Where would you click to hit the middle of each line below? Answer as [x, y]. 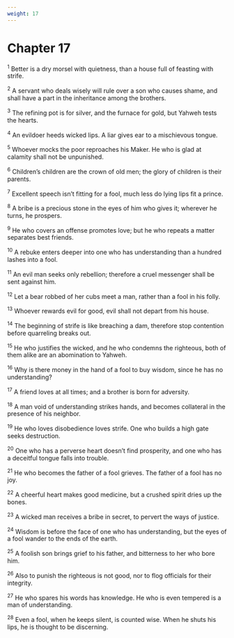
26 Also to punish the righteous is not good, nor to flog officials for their [109, 575]
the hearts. [23, 120]
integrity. [20, 583]
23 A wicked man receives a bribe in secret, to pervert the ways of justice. [113, 516]
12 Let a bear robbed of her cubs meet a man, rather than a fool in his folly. [114, 295]
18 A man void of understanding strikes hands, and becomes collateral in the [116, 406]
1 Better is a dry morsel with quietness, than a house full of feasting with [110, 68]
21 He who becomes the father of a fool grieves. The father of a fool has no [115, 472]
